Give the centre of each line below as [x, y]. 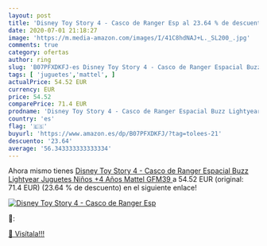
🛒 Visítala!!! [27, 234]
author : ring [30, 60]
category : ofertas [39, 52]
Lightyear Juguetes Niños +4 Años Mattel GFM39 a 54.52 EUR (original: [126, 179]
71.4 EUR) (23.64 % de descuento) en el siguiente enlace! [103, 188]
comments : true [33, 45]
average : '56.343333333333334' [60, 148]
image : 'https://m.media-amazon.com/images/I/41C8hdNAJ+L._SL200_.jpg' [129, 38]
